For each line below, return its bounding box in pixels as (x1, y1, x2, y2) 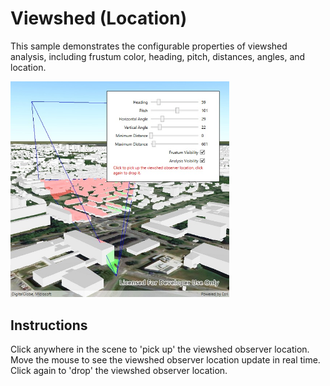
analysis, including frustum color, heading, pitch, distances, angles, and (10, 50, 306, 62)
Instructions (10, 317, 88, 334)
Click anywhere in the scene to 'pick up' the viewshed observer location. (10, 343, 310, 356)
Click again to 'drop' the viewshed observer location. (10, 365, 228, 377)
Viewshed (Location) (10, 7, 188, 30)
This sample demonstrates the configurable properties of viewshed (10, 40, 288, 52)
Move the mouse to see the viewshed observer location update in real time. (10, 354, 321, 366)
